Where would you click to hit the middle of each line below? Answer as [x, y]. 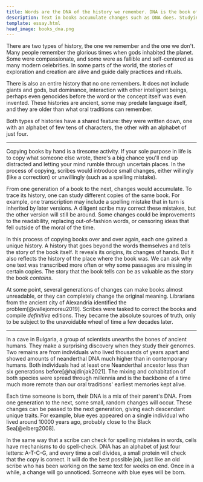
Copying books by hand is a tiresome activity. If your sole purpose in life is [99, 152]
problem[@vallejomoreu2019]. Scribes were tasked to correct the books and [101, 309]
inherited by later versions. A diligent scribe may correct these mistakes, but [101, 208]
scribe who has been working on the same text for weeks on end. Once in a [100, 466]
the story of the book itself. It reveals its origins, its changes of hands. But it [100, 252]
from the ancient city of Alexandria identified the [66, 303]
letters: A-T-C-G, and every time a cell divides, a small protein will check [96, 453]
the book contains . [30, 278]
